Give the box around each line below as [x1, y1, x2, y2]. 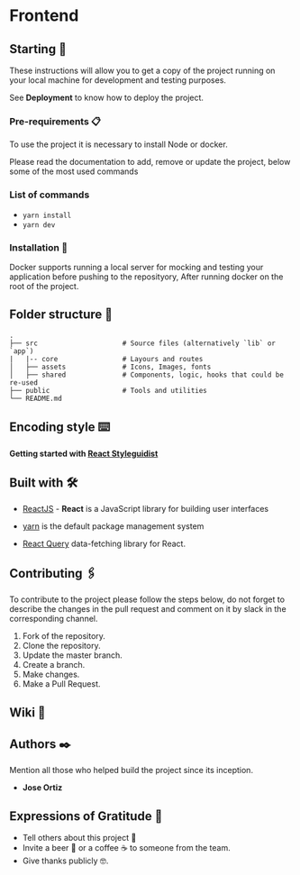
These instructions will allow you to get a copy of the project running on [9, 65, 276, 76]
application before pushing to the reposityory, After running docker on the [9, 271, 284, 282]
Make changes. [22, 669, 80, 680]
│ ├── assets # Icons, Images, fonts [9, 362, 212, 371]
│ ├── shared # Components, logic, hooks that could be [9, 370, 284, 379]
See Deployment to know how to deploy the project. [9, 92, 205, 103]
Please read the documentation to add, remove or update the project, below [9, 157, 291, 168]
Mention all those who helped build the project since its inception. [9, 765, 254, 776]
